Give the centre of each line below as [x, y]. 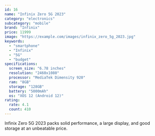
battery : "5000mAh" [29, 91]
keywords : [15, 41]
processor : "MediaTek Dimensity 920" [47, 78]
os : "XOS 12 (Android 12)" [36, 96]
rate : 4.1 [19, 105]
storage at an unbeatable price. [36, 128]
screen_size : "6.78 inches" [38, 69]
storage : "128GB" [27, 87]
